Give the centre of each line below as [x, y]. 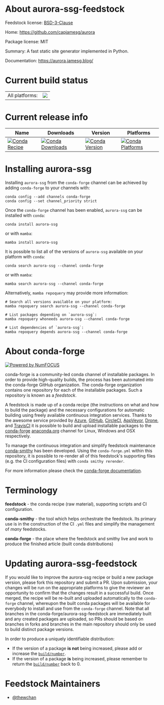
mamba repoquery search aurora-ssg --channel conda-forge [65, 306]
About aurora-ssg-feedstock [65, 9]
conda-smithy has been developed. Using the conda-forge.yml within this [79, 451]
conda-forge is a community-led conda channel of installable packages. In [80, 374]
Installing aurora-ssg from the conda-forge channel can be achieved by [76, 182]
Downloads [61, 132]
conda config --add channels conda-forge [48, 197]
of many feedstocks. [26, 529]
